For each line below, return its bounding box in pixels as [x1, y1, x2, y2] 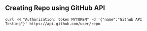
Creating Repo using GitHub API [5, 4, 105, 12]
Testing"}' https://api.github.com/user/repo [5, 21, 100, 26]
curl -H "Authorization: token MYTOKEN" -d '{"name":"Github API [5, 17, 142, 22]
